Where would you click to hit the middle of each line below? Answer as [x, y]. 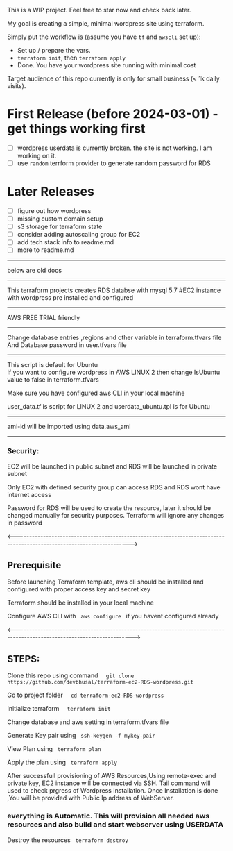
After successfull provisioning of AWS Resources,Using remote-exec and [112, 776]
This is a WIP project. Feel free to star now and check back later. [99, 10]
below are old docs [35, 271]
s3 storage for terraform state [60, 227]
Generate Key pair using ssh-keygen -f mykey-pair [81, 736]
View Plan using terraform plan [54, 749]
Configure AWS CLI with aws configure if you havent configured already [113, 616]
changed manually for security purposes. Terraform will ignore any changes [115, 515]
